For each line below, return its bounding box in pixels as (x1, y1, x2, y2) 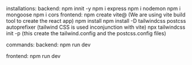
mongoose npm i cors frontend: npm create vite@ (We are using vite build (6, 11, 186, 18)
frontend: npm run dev (6, 53, 61, 59)
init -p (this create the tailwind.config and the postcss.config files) (6, 30, 167, 37)
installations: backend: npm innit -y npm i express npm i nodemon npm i (6, 5, 181, 12)
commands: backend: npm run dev (6, 41, 91, 48)
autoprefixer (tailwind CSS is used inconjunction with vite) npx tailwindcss (6, 23, 186, 30)
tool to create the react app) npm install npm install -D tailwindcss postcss (6, 18, 187, 24)
